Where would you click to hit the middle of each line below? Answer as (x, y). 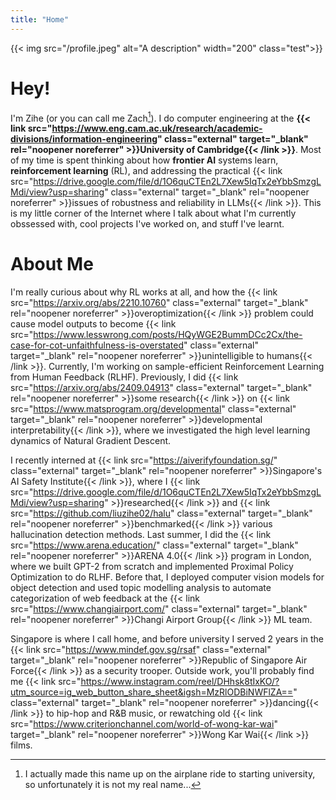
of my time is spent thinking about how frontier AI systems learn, (144, 160)
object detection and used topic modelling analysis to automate (141, 588)
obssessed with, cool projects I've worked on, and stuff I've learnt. (147, 224)
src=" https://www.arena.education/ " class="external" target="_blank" (154, 545)
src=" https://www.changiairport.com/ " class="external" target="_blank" (159, 609)
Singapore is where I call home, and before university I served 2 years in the (167, 639)
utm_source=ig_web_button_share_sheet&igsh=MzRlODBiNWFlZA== (152, 692)
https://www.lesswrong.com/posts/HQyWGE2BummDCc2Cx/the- (168, 335)
